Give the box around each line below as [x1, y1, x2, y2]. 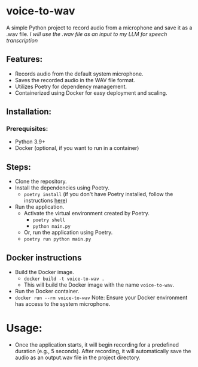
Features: [6, 54, 43, 64]
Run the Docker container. [14, 288, 80, 295]
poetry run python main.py [23, 236, 92, 242]
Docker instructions [6, 252, 82, 263]
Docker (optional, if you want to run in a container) [14, 145, 139, 152]
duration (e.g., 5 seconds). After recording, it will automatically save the [14, 348, 191, 354]
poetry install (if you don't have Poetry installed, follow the [23, 191, 173, 198]
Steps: [6, 162, 31, 172]
